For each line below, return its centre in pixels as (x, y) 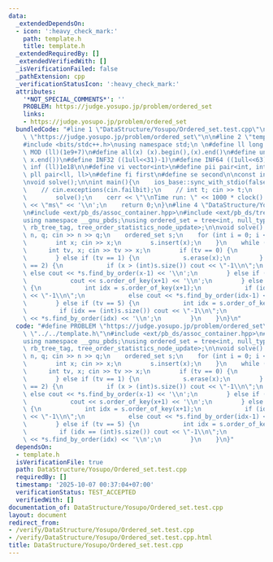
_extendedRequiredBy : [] (58, 54)
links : (34, 115)
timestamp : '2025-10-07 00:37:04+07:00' (85, 485)
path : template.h (52, 39)
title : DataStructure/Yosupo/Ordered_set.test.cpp (96, 546)
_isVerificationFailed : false (67, 69)
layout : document (38, 515)
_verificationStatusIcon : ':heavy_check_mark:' (98, 84)
